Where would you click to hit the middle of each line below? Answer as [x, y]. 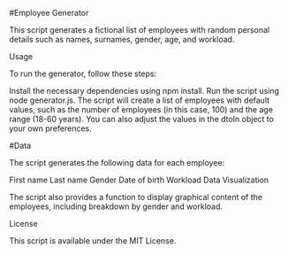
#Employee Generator [49, 13]
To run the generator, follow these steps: [83, 73]
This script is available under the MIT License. [93, 241]
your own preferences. [51, 128]
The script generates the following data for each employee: [117, 162]
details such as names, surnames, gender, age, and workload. [122, 39]
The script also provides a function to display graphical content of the [136, 197]
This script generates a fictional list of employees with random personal [140, 30]
